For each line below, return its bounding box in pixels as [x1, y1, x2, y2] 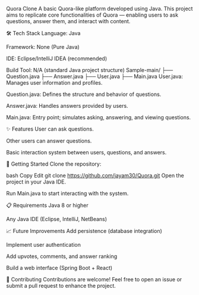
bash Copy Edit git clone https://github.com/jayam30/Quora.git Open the [6, 172, 184, 179]
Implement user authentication [6, 241, 81, 248]
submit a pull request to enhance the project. [6, 282, 116, 289]
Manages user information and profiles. [6, 79, 103, 86]
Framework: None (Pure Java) [6, 44, 80, 50]
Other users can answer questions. [6, 137, 92, 144]
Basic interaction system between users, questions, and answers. [6, 149, 167, 156]
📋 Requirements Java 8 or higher [6, 202, 89, 209]
